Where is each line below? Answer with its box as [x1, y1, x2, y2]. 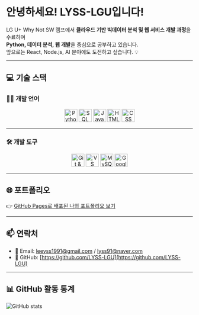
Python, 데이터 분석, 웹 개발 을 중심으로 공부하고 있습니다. [6, 41, 139, 48]
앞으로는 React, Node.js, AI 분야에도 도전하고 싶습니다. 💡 [6, 48, 139, 55]
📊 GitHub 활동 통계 [6, 284, 75, 294]
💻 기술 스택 [6, 73, 47, 83]
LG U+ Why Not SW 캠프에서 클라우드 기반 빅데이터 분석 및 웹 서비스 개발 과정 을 [6, 26, 191, 33]
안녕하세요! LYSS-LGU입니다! [6, 5, 144, 19]
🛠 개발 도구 [6, 137, 38, 146]
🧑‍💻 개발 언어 [6, 95, 40, 103]
